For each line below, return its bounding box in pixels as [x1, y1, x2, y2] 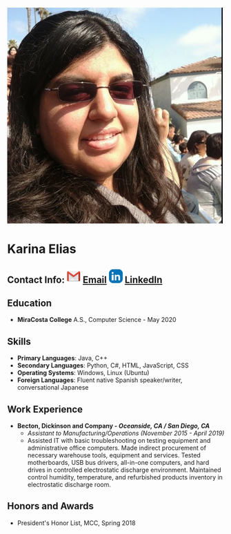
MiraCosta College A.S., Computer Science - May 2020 [17, 316, 177, 324]
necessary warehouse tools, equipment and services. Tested [27, 451, 201, 459]
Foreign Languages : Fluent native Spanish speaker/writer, [17, 376, 183, 384]
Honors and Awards [7, 500, 94, 512]
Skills [7, 336, 31, 347]
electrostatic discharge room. [27, 481, 112, 489]
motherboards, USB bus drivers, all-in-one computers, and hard [27, 459, 210, 467]
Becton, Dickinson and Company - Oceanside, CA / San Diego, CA [17, 422, 210, 430]
